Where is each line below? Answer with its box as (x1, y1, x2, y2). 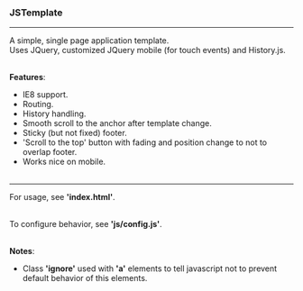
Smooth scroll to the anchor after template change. (22, 118, 212, 129)
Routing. (22, 99, 54, 110)
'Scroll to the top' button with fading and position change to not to (22, 137, 268, 148)
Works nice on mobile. (22, 156, 106, 168)
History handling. (22, 108, 87, 119)
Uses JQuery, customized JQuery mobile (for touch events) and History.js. (9, 45, 286, 56)
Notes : (9, 246, 35, 257)
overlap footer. (22, 147, 78, 158)
